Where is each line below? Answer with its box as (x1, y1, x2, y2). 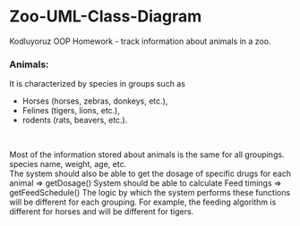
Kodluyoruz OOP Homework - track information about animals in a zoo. (9, 36, 271, 46)
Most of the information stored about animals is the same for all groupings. (9, 149, 285, 160)
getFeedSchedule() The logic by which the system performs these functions (9, 188, 291, 198)
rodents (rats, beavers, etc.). (21, 114, 128, 126)
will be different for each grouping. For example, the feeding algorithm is (9, 197, 277, 207)
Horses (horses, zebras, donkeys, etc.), (21, 96, 168, 106)
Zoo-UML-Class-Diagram (9, 6, 202, 27)
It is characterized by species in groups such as (9, 79, 186, 89)
